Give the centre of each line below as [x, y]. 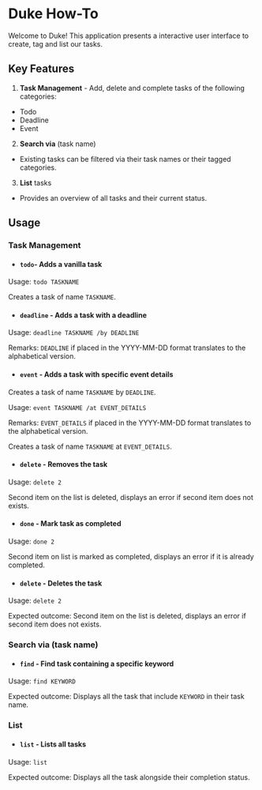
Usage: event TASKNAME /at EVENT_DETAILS [77, 407]
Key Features [41, 69]
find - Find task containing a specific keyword [97, 664]
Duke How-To [53, 14]
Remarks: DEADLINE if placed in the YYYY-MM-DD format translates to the [127, 348]
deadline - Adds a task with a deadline [83, 315]
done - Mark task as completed [70, 524]
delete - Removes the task [64, 465]
